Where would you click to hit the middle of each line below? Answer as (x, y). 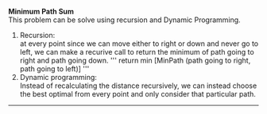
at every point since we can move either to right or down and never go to (139, 44)
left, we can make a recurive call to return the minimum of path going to (137, 52)
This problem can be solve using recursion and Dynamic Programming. (124, 20)
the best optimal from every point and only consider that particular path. (138, 94)
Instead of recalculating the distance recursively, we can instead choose (138, 85)
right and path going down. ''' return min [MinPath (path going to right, (135, 60)
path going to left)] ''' (54, 69)
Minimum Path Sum (41, 11)
